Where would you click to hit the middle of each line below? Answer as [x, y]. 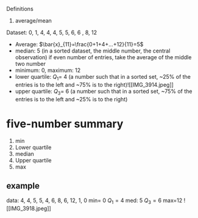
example [23, 186]
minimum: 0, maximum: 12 [48, 70]
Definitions [20, 9]
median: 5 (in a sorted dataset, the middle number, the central [93, 51]
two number [30, 64]
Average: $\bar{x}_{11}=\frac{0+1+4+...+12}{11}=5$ [79, 44]
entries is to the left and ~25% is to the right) [71, 99]
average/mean [33, 20]
